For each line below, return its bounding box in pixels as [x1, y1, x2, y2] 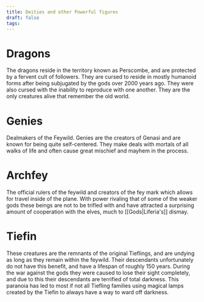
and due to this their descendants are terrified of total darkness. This [6, 276, 179, 283]
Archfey [6, 168, 49, 182]
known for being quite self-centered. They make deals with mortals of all [6, 141, 189, 148]
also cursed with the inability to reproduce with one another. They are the [6, 86, 191, 93]
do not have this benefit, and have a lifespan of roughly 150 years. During [6, 263, 191, 270]
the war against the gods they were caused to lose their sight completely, [6, 269, 191, 276]
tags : [6, 20, 20, 26]
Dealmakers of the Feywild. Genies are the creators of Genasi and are [6, 134, 181, 142]
